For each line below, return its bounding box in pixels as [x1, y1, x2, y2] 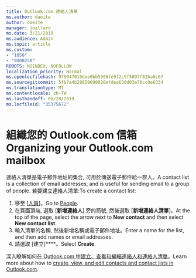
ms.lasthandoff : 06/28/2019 [6, 96, 75, 101]
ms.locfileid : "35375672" [6, 101, 69, 107]
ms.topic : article [6, 42, 51, 48]
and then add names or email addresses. [14, 233, 113, 240]
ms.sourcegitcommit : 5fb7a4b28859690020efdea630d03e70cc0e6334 [6, 80, 164, 86]
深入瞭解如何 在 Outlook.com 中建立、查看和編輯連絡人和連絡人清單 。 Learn [6, 253, 187, 260]
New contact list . [14, 220, 57, 227]
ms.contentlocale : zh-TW [6, 90, 67, 96]
